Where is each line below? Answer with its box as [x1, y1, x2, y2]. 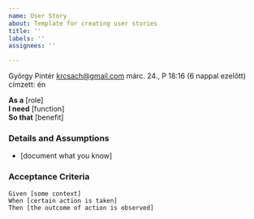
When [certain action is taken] [8, 196, 118, 204]
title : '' [8, 27, 42, 35]
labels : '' [8, 34, 45, 43]
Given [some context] [8, 189, 82, 198]
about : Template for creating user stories [8, 19, 158, 27]
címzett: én [8, 80, 46, 90]
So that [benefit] [8, 112, 64, 122]
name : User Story [8, 11, 67, 20]
